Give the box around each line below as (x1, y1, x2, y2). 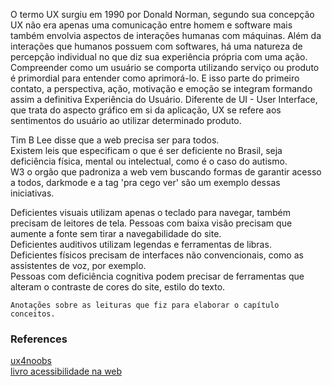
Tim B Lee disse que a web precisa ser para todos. (10, 134, 220, 146)
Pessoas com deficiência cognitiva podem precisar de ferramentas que (10, 270, 305, 282)
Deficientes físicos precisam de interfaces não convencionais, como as (10, 249, 304, 261)
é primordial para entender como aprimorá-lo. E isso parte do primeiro (10, 72, 300, 84)
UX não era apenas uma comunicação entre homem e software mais (10, 19, 293, 31)
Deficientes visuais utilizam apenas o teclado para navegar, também (10, 207, 291, 218)
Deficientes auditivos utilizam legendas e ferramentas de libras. (10, 239, 272, 250)
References (10, 332, 68, 346)
